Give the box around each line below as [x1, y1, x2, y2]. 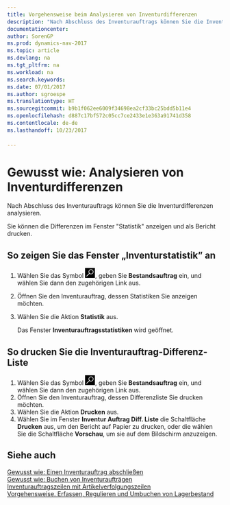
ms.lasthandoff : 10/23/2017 [7, 127, 88, 134]
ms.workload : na [7, 69, 53, 75]
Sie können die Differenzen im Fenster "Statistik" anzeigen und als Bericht [7, 222, 216, 231]
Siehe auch [7, 449, 56, 461]
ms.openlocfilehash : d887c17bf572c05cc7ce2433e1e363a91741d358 [7, 113, 192, 119]
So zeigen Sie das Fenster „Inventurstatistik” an [7, 249, 216, 261]
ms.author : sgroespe [7, 91, 66, 97]
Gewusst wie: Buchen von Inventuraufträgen [7, 475, 133, 483]
